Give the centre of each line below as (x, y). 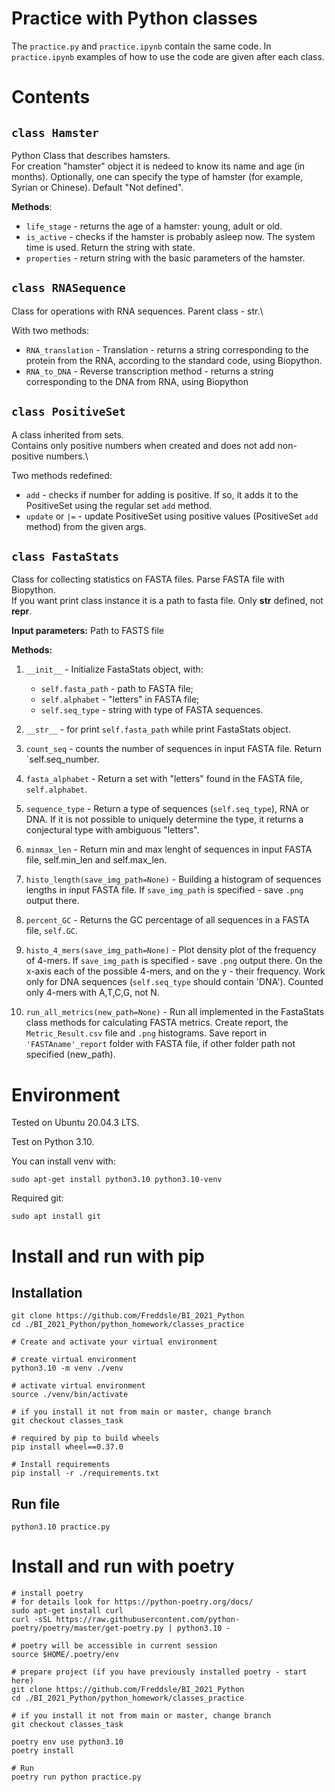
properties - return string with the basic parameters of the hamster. (165, 258)
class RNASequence (68, 288)
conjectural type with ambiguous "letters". (112, 830)
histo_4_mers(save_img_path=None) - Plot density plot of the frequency (171, 950)
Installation (47, 1292)
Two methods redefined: (62, 475)
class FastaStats (65, 556)
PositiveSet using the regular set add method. (119, 505)
